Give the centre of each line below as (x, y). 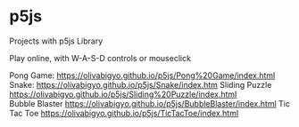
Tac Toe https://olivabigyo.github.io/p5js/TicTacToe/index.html (124, 113)
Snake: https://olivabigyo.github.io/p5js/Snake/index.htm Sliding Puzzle (141, 84)
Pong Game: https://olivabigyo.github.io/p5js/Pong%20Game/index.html (142, 75)
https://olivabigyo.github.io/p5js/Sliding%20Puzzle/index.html (123, 94)
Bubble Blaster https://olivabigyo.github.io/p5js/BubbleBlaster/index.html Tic (149, 103)
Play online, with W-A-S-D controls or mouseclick (100, 58)
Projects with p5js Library (56, 41)
